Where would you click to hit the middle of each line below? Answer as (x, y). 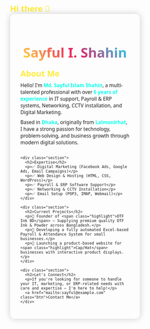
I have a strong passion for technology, (65, 129)
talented (30, 92)
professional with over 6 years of (79, 92)
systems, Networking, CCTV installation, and (71, 105)
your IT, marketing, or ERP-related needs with (72, 284)
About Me (40, 73)
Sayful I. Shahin (75, 52)
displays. (114, 252)
